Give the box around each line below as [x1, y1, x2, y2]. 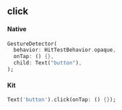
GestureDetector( [7, 40, 58, 47]
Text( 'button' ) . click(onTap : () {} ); [7, 96, 116, 103]
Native [7, 24, 27, 33]
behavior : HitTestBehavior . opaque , [13, 46, 116, 54]
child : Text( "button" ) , [13, 59, 82, 66]
